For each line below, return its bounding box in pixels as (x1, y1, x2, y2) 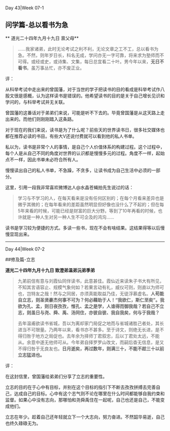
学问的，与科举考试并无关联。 (5, 99, 67, 105)
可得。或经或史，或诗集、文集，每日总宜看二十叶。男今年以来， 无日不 (17, 58, 164, 64)
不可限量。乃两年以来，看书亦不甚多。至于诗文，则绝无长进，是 (26, 326, 160, 332)
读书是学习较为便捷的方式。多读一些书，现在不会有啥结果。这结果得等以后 (5, 225, 160, 231)
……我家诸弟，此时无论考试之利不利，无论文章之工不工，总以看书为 (17, 46, 158, 52)
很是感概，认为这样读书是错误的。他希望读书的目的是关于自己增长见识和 (14, 93, 165, 99)
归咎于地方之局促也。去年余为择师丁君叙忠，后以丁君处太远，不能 (22, 333, 160, 339)
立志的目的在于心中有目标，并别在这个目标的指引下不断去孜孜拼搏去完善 (5, 384, 156, 390)
